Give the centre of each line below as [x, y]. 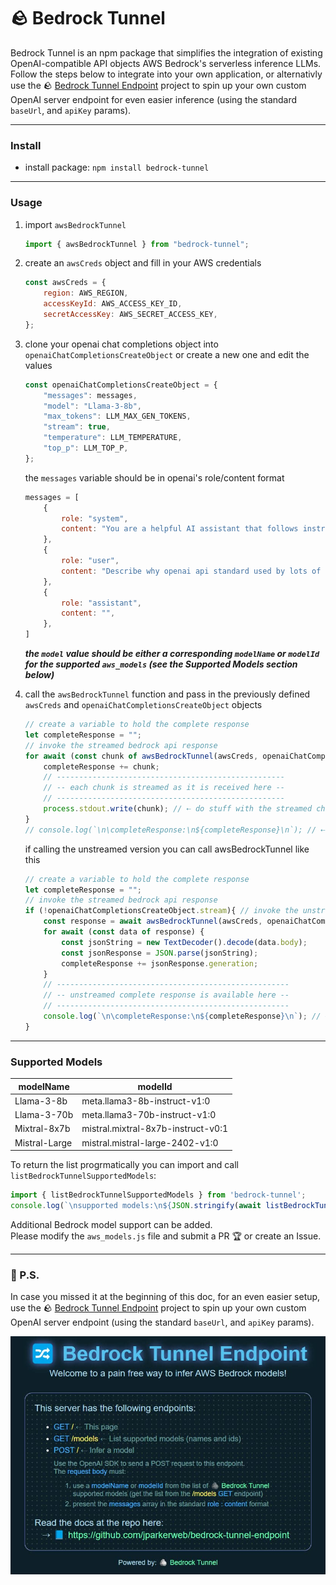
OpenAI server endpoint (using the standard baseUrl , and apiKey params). [162, 1322]
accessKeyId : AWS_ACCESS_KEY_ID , [113, 304]
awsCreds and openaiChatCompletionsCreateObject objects [143, 705]
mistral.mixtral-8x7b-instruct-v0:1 [154, 1129]
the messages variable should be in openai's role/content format [154, 477]
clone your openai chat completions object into [121, 344]
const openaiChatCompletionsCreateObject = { [121, 385]
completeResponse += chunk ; [101, 766]
